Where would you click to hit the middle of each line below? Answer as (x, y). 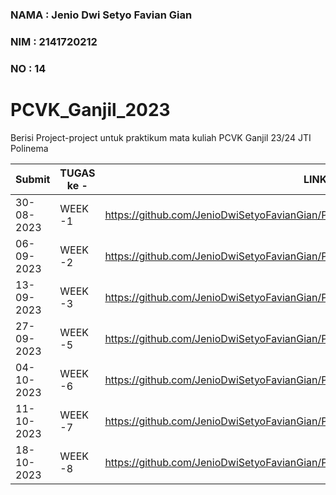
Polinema (29, 148)
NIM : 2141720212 (54, 41)
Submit (33, 179)
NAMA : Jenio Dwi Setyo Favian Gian (101, 15)
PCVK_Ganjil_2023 (90, 109)
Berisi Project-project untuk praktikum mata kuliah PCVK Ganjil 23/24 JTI (161, 137)
